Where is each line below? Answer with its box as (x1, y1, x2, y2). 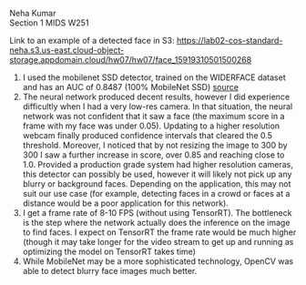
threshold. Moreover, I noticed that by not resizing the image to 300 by (22, 140, 289, 150)
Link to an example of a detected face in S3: (9, 36, 175, 46)
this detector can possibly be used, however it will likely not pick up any (22, 168, 292, 179)
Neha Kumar (9, 8, 56, 18)
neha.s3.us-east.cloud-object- (9, 45, 125, 56)
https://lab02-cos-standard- (176, 36, 283, 46)
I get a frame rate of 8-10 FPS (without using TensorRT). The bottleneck (22, 208, 292, 218)
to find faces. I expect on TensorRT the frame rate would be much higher (22, 227, 297, 238)
